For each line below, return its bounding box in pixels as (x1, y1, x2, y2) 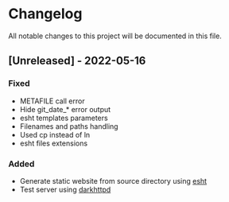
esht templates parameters (19, 113, 109, 122)
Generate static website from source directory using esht (19, 176, 208, 185)
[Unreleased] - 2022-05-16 (8, 54, 146, 68)
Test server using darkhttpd (19, 185, 111, 194)
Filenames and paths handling (19, 121, 118, 131)
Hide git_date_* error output (19, 104, 111, 114)
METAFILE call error (19, 96, 85, 106)
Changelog (8, 5, 83, 23)
